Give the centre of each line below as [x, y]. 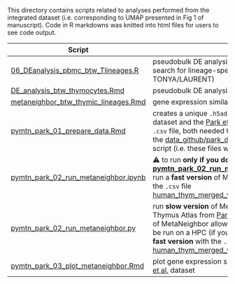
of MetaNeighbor [181, 224]
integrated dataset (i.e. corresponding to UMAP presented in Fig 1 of [106, 18]
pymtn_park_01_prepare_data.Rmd [68, 131]
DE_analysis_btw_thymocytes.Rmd [67, 90]
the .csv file [172, 186]
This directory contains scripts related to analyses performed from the [108, 10]
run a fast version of [187, 177]
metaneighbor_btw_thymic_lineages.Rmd [78, 102]
